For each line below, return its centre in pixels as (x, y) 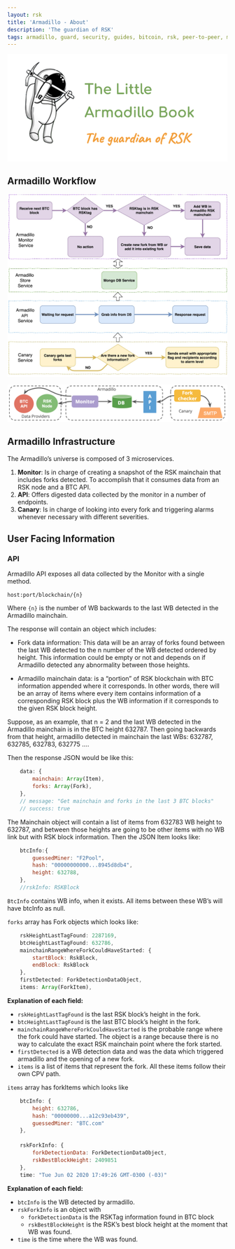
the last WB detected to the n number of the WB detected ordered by (117, 650)
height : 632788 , (56, 873)
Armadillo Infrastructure (61, 442)
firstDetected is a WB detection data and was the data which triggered (120, 1051)
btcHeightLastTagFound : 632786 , (67, 943)
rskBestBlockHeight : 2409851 (75, 1160)
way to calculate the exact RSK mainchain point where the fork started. (120, 1044)
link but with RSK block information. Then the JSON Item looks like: (104, 836)
